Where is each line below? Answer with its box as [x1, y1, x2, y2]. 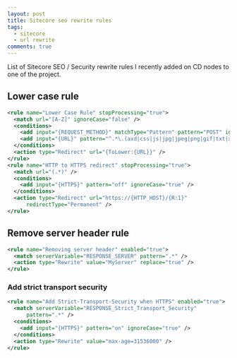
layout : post [7, 10, 46, 18]
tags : [7, 23, 23, 30]
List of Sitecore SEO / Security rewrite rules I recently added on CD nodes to [7, 63, 229, 71]
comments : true [7, 43, 52, 50]
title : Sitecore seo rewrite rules [7, 17, 112, 24]
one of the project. [7, 70, 61, 78]
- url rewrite [13, 37, 55, 44]
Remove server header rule [7, 227, 129, 239]
